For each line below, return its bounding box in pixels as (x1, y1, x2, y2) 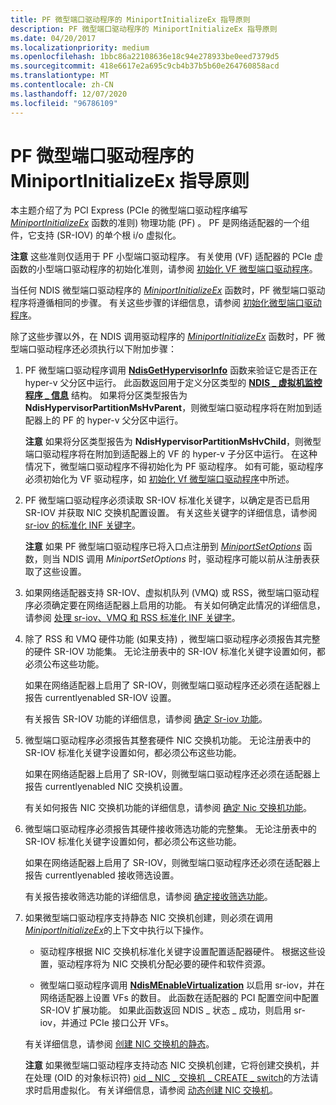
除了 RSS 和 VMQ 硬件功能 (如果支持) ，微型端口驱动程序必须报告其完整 (24, 633, 321, 645)
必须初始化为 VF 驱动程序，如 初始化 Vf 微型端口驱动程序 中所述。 (24, 473, 295, 485)
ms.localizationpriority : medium (10, 42, 150, 53)
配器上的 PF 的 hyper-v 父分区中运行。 (24, 414, 184, 426)
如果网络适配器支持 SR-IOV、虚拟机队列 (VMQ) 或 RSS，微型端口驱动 (24, 587, 311, 599)
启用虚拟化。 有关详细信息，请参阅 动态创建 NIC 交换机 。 (42, 1084, 279, 1096)
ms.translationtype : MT (10, 71, 110, 81)
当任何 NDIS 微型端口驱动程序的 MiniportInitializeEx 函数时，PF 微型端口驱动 (10, 284, 326, 296)
